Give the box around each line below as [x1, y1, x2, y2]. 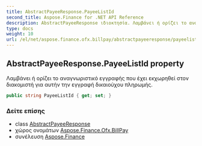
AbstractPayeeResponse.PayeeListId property [6, 59, 185, 69]
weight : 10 [6, 31, 34, 37]
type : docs [6, 25, 34, 32]
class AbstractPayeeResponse [14, 120, 91, 127]
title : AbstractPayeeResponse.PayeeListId [6, 8, 114, 15]
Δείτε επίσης [6, 107, 45, 115]
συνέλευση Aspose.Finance [14, 133, 85, 140]
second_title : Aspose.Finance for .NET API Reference [6, 14, 144, 20]
